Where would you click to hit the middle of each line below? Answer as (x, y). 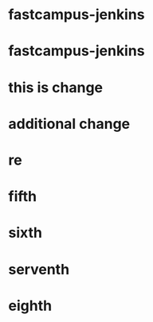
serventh (39, 269)
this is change (56, 87)
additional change (69, 124)
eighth (30, 306)
